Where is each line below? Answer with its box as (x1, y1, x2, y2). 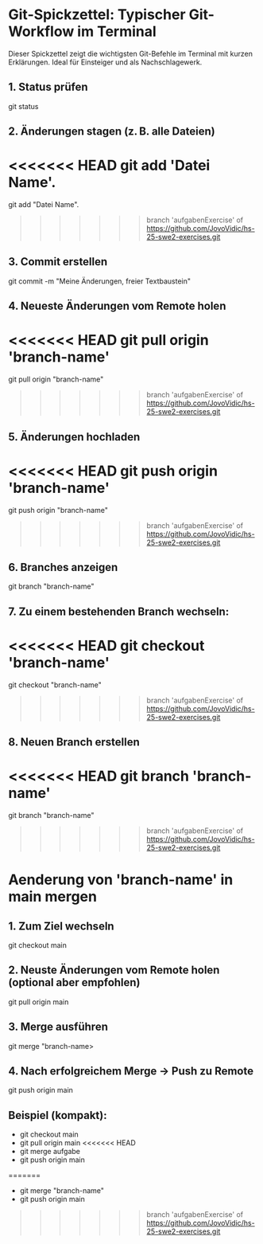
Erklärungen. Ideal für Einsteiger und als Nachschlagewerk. (8, 57, 203, 67)
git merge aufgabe (19, 1147, 81, 1156)
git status (8, 101, 39, 111)
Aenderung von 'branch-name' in (8, 870, 234, 889)
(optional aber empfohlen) (8, 976, 141, 989)
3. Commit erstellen (8, 255, 108, 268)
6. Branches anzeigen (8, 560, 118, 574)
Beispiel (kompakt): (8, 1109, 107, 1122)
